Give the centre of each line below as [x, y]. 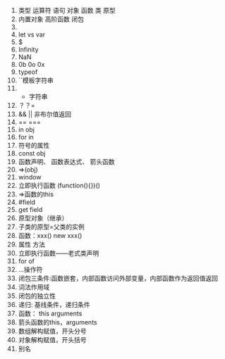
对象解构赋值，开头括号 [52, 340]
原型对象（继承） [43, 218]
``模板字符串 [36, 80]
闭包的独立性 [37, 296]
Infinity [28, 49]
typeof [28, 72]
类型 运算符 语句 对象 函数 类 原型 [67, 10]
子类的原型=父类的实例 [51, 227]
